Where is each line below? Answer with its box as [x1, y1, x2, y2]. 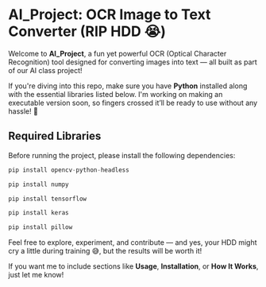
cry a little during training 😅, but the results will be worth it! [8, 246, 202, 256]
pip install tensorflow [8, 195, 87, 203]
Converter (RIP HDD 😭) [8, 22, 167, 41]
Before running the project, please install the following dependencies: [8, 150, 236, 160]
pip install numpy [8, 180, 69, 188]
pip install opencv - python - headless [8, 165, 129, 174]
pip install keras [8, 209, 69, 217]
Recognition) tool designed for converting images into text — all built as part [8, 57, 258, 67]
